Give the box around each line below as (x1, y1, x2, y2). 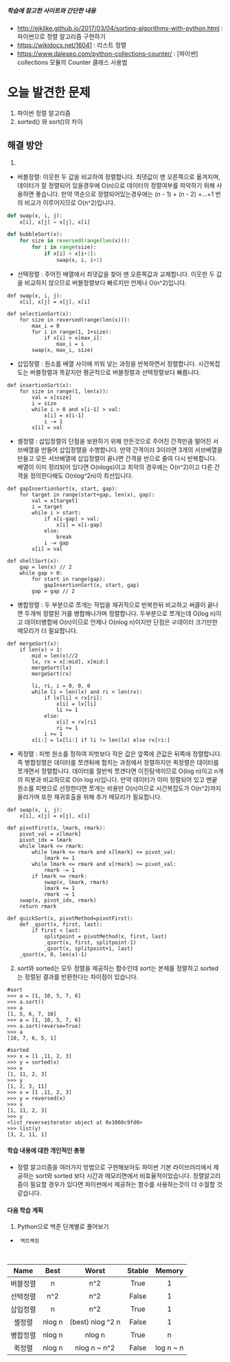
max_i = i (56, 340, 84, 347)
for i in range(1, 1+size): (32, 328, 112, 336)
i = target (32, 503, 63, 510)
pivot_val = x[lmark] (19, 830, 81, 837)
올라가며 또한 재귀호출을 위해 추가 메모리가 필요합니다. (16, 792, 163, 801)
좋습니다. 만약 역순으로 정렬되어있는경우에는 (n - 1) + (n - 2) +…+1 (35, 189, 214, 198)
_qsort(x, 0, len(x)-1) (19, 951, 88, 958)
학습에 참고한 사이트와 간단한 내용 (7, 6, 96, 14)
